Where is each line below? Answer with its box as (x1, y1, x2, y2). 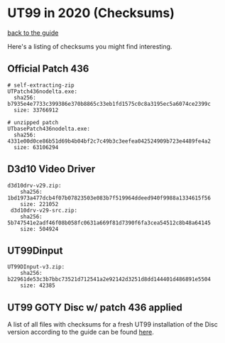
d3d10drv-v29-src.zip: (10, 207, 78, 214)
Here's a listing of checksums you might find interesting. (7, 42, 172, 50)
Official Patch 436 (7, 62, 89, 75)
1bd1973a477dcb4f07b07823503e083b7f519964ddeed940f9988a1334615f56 (7, 194, 212, 202)
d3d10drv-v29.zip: (7, 182, 62, 189)
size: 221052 (20, 200, 59, 207)
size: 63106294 (13, 143, 59, 151)
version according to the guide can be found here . (7, 328, 154, 337)
